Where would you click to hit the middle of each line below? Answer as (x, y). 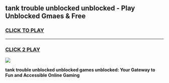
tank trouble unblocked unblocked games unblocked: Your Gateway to (80, 69)
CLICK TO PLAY (25, 31)
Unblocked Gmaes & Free (46, 16)
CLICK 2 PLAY (23, 49)
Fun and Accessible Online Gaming (43, 75)
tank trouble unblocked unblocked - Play (70, 8)
